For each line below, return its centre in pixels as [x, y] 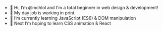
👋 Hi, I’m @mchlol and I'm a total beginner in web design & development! [84, 8]
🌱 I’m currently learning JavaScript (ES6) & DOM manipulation [73, 18]
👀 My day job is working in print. [43, 13]
